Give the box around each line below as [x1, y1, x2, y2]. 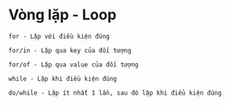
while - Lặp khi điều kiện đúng [8, 74, 117, 82]
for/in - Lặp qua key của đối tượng [8, 46, 132, 54]
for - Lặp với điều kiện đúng [8, 32, 111, 40]
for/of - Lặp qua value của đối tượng [8, 61, 139, 69]
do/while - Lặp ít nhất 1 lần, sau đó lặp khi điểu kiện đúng [8, 89, 222, 97]
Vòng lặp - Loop [8, 6, 117, 24]
